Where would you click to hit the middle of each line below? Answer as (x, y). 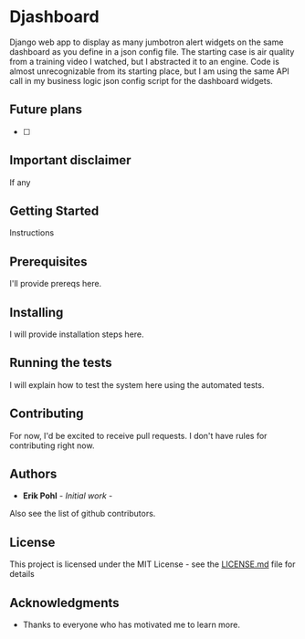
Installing (37, 312)
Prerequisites (48, 262)
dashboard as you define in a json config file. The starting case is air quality (152, 51)
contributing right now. (52, 445)
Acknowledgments (65, 603)
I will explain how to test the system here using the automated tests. (137, 384)
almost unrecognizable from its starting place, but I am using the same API (149, 71)
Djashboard (54, 17)
